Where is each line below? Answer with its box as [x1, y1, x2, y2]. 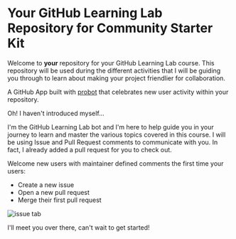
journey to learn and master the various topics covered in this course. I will [7, 130, 226, 139]
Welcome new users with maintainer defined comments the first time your [7, 159, 224, 168]
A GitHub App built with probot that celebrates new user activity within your [7, 87, 229, 96]
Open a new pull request [17, 188, 90, 196]
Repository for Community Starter [7, 20, 213, 36]
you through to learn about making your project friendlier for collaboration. [7, 73, 226, 83]
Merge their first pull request [17, 196, 102, 204]
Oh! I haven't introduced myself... [7, 109, 104, 117]
